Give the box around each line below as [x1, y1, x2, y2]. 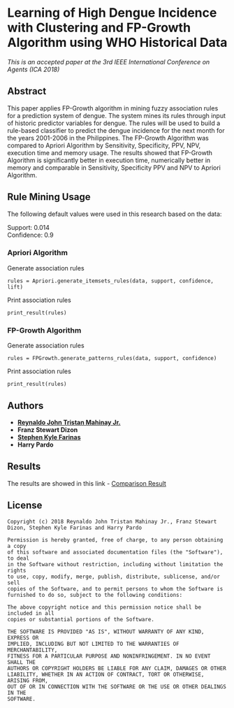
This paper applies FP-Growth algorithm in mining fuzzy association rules [7, 103, 219, 113]
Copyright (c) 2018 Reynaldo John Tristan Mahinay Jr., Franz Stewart [7, 518, 217, 525]
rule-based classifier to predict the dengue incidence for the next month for [7, 126, 225, 134]
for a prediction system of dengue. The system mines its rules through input [7, 111, 226, 120]
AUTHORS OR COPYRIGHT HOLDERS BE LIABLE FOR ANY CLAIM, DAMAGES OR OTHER [7, 665, 227, 672]
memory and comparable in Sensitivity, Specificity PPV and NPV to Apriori [7, 163, 221, 172]
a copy [7, 542, 27, 549]
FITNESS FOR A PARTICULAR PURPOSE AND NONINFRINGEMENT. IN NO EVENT [7, 652, 211, 660]
